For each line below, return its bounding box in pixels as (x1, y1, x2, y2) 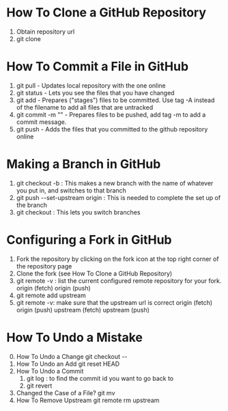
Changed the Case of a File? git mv (16, 388, 115, 397)
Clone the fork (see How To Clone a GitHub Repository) (16, 269, 173, 277)
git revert (26, 382, 53, 390)
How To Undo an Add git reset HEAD (16, 360, 120, 368)
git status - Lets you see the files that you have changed (16, 88, 175, 97)
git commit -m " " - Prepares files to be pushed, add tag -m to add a (16, 110, 206, 119)
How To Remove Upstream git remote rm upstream (16, 396, 160, 404)
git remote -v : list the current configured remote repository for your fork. (16, 276, 222, 285)
